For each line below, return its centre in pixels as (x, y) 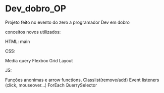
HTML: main (18, 41)
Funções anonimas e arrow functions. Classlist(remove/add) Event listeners (82, 80)
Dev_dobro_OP (36, 9)
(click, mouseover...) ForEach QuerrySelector (51, 85)
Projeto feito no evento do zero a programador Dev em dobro (68, 22)
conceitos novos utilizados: (33, 32)
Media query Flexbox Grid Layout (39, 60)
